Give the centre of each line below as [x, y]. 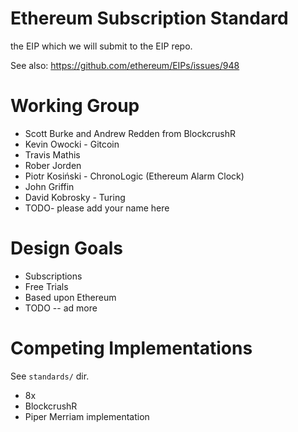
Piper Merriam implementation [87, 416]
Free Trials [46, 286]
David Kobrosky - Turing [75, 197]
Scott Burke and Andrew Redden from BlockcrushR [130, 133]
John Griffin [49, 186]
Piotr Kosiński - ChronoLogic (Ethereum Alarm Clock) [134, 176]
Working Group [75, 106]
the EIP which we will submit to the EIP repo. [101, 46]
